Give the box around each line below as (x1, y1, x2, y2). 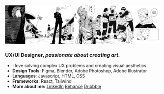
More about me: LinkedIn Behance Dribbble (12, 84, 102, 90)
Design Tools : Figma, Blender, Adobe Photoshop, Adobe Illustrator (12, 68, 147, 74)
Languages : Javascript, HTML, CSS (12, 73, 85, 79)
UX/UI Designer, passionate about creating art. (5, 51, 120, 58)
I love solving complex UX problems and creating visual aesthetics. (12, 63, 148, 69)
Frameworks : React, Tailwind (12, 78, 72, 84)
